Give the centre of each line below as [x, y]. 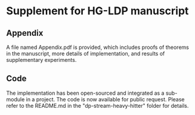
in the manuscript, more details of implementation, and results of [86, 54]
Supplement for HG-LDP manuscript [97, 11]
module [16, 99]
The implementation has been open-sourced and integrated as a [85, 93]
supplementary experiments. [41, 60]
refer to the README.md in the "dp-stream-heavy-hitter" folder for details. [97, 105]
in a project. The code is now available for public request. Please [105, 99]
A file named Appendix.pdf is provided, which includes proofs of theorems [97, 47]
